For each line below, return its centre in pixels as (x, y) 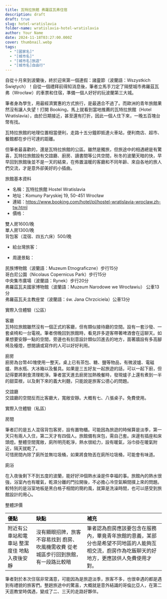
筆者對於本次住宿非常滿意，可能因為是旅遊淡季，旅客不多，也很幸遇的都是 (81, 579)
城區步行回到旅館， (58, 555)
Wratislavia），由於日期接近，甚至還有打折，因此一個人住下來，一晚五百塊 (81, 116)
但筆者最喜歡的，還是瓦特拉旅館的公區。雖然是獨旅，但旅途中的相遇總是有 (81, 150)
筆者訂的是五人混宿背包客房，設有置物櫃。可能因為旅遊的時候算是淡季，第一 (83, 430)
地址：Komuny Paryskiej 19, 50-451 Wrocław (58, 196)
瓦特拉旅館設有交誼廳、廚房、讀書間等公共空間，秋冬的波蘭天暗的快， (85, 156)
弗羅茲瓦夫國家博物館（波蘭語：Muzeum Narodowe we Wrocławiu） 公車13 (82, 287)
